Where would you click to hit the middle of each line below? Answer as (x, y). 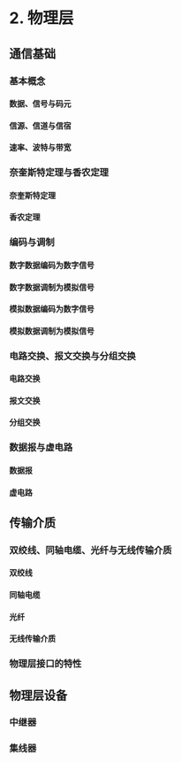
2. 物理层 (41, 18)
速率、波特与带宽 (40, 148)
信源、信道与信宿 (40, 126)
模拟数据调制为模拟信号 (52, 331)
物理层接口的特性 (45, 664)
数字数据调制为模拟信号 (52, 287)
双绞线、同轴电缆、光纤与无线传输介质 (90, 550)
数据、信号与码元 (40, 104)
